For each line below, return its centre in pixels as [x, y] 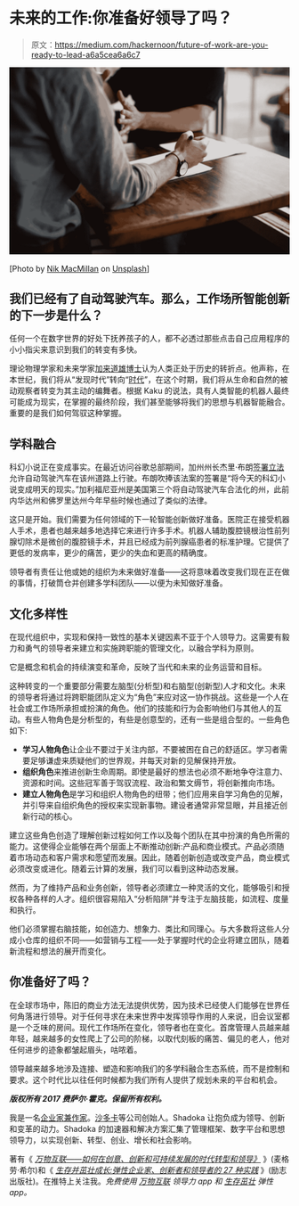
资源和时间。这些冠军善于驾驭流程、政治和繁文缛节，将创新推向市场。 [151, 783]
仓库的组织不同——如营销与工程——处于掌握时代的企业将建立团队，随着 [157, 940]
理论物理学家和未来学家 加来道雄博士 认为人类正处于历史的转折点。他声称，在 [149, 369]
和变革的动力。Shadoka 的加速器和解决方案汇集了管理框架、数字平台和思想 [147, 1128]
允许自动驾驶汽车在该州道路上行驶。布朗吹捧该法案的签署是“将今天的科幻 [144, 479]
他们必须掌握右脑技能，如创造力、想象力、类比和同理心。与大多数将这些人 [145, 929]
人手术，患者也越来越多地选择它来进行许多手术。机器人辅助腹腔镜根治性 [141, 530]
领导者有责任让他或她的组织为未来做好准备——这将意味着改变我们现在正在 [145, 572]
